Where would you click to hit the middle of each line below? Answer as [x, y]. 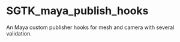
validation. [19, 33]
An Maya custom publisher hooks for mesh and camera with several [90, 27]
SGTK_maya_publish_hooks [77, 11]
